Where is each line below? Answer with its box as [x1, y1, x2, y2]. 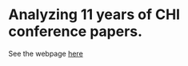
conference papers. [8, 22, 142, 41]
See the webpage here [8, 49, 84, 58]
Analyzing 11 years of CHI [8, 6, 181, 24]
